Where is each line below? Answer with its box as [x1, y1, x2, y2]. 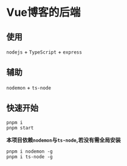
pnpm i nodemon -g [6, 148, 53, 154]
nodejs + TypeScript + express [6, 48, 82, 55]
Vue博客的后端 [6, 5, 81, 19]
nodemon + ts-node [6, 83, 52, 91]
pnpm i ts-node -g [6, 153, 53, 160]
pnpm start [6, 125, 34, 131]
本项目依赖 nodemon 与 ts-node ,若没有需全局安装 [6, 136, 121, 144]
